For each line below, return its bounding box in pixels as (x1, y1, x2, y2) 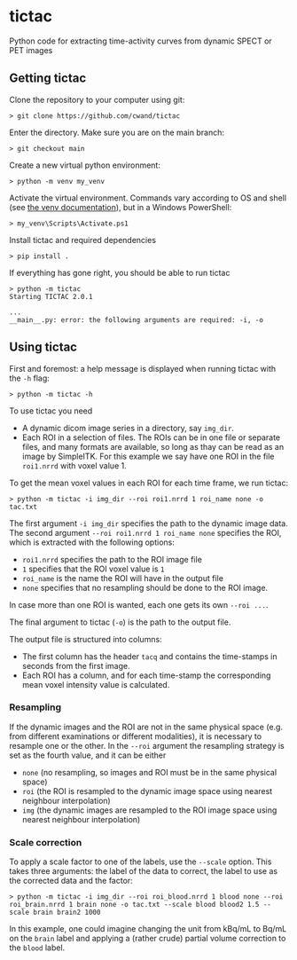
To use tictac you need (9, 405, 93, 416)
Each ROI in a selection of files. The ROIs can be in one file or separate (21, 432, 281, 443)
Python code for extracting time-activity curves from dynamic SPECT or (9, 35, 272, 46)
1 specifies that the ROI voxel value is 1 (21, 563, 165, 574)
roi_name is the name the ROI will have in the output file (21, 572, 224, 583)
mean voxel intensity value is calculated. (21, 679, 170, 689)
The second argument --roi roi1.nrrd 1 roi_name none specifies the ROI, (9, 527, 282, 538)
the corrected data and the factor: (9, 876, 133, 886)
